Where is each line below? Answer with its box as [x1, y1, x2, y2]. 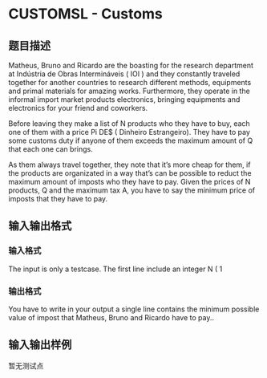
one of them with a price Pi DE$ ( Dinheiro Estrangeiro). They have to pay [8, 128, 251, 136]
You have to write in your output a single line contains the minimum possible [8, 304, 260, 314]
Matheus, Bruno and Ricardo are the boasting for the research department [8, 61, 254, 70]
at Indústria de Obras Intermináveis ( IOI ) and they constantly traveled [8, 69, 241, 79]
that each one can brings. [8, 144, 94, 153]
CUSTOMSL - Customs [8, 5, 163, 23]
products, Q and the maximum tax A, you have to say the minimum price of [8, 185, 256, 195]
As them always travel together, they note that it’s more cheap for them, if [8, 160, 251, 169]
